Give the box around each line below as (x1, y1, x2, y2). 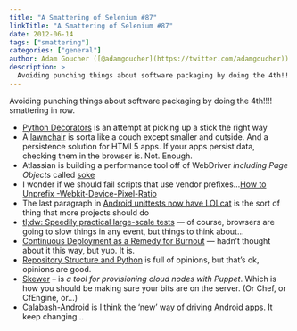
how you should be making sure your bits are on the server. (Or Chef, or (21, 282, 287, 294)
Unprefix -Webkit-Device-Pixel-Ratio (21, 188, 158, 198)
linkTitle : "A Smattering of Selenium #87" (9, 21, 174, 30)
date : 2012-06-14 (9, 29, 74, 38)
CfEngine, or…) (21, 292, 78, 303)
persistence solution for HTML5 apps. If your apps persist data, (21, 141, 256, 151)
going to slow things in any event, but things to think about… (21, 226, 244, 237)
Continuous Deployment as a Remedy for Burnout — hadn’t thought (21, 235, 271, 246)
